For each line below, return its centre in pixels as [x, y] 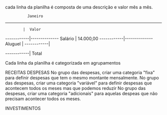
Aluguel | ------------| [28, 44]
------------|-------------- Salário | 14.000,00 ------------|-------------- [79, 38]
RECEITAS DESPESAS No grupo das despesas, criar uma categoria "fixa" [80, 73]
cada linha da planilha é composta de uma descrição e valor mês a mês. [79, 7]
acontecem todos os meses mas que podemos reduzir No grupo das [75, 88]
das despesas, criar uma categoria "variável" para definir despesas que [79, 83]
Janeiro [35, 16]
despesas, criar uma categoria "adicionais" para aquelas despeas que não [82, 94]
